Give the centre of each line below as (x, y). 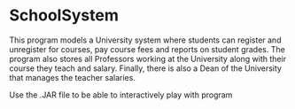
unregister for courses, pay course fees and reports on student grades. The (147, 49)
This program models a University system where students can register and (145, 40)
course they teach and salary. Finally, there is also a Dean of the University (145, 68)
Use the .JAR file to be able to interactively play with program (121, 95)
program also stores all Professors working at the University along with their (147, 58)
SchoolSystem (64, 16)
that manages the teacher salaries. (72, 77)
